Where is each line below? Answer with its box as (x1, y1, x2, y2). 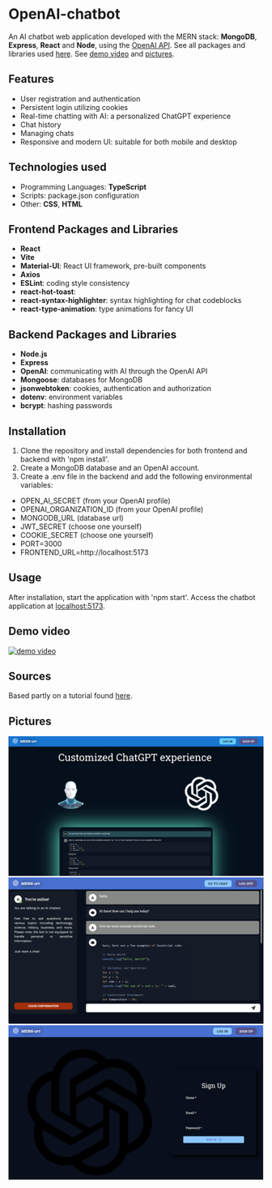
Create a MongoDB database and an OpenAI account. (19, 463, 200, 472)
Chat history (19, 119, 62, 130)
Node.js (19, 349, 48, 359)
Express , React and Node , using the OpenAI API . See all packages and (8, 40, 245, 49)
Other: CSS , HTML (19, 199, 83, 209)
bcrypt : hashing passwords (19, 401, 113, 411)
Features (8, 72, 54, 86)
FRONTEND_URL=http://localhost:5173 (19, 547, 149, 557)
